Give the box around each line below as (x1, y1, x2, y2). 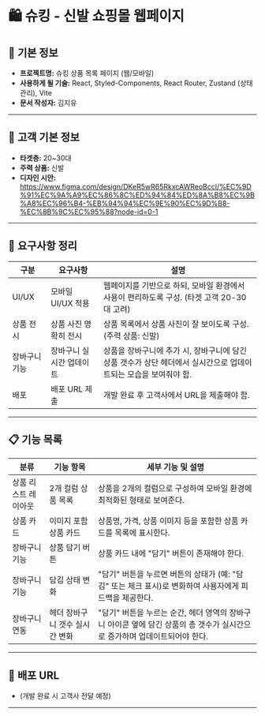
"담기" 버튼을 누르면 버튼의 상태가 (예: (98, 569, 231, 580)
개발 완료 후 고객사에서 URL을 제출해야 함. (103, 389, 250, 400)
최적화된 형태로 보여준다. (98, 495, 185, 506)
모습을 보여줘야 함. (127, 369, 192, 380)
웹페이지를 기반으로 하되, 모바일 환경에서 (103, 279, 245, 291)
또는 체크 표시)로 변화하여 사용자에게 (110, 581, 239, 592)
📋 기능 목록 (8, 433, 63, 447)
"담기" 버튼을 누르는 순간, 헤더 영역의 (98, 607, 227, 618)
